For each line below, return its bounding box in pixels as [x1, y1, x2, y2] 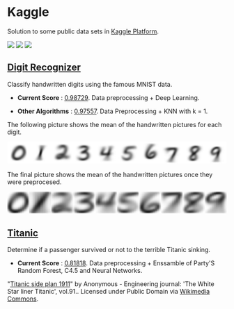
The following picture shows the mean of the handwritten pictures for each [7, 120, 222, 128]
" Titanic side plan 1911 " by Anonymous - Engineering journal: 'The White [7, 280, 214, 288]
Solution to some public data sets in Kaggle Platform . [7, 27, 159, 35]
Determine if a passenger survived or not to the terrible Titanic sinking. [7, 246, 211, 254]
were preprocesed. [7, 178, 62, 186]
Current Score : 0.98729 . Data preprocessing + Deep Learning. [17, 93, 200, 101]
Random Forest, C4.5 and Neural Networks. [17, 267, 143, 275]
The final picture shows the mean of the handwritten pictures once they [7, 170, 213, 178]
